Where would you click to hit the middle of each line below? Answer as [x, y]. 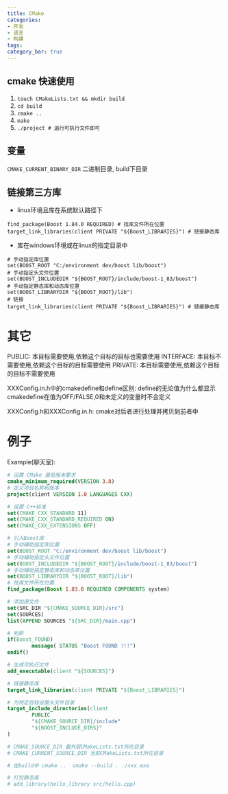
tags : [15, 45]
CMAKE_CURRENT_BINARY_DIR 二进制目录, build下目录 [77, 168]
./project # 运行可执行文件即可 [59, 128]
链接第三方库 [34, 192]
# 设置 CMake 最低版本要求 [41, 475]
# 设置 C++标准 [27, 507]
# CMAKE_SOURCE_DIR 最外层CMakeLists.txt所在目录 [76, 747]
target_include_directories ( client [58, 709]
